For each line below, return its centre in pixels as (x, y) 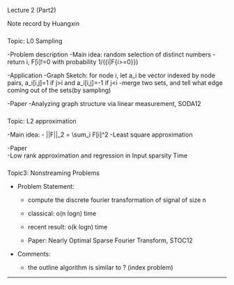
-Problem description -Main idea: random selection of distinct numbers (109, 54)
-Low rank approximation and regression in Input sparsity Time (97, 155)
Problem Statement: (46, 186)
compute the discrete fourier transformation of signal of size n (117, 200)
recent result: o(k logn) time (68, 226)
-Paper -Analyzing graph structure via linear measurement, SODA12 (104, 103)
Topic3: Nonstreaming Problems (53, 173)
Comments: (34, 254)
